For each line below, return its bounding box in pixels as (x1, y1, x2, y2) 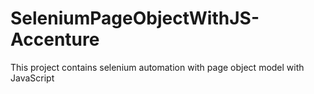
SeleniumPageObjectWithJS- (10, 7, 260, 30)
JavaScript (10, 72, 55, 84)
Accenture (10, 28, 100, 51)
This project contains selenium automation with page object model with (10, 61, 305, 73)
